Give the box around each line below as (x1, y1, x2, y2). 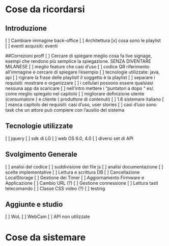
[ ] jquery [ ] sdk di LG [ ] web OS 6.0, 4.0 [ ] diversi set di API (5, 135, 134, 141)
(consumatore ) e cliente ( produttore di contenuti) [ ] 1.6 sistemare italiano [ (5, 96, 164, 102)
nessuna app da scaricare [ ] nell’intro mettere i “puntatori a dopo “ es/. (5, 85, 155, 91)
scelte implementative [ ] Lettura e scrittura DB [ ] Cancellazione (5, 169, 140, 175)
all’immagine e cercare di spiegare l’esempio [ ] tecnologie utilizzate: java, (5, 69, 160, 75)
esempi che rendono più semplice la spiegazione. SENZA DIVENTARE (5, 58, 151, 64)
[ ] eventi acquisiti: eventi (5, 43, 58, 49)
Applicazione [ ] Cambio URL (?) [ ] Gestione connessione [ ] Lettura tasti (5, 180, 159, 186)
